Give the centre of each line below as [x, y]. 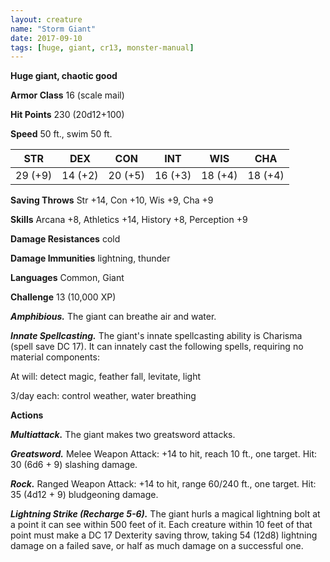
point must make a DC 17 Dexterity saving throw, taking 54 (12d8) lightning [164, 535]
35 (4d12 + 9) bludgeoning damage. [84, 495]
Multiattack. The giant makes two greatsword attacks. [123, 435]
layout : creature [46, 19]
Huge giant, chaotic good [64, 76]
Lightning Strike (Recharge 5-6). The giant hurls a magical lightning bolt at [165, 514]
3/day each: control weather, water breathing [103, 396]
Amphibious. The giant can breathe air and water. [113, 317]
